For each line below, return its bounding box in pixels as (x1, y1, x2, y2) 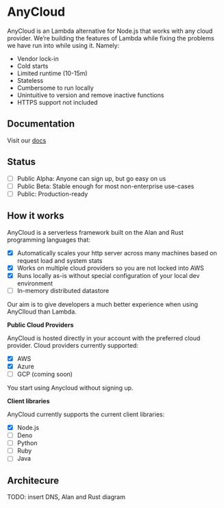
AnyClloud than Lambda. (7, 307, 77, 316)
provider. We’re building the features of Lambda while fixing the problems (7, 34, 214, 42)
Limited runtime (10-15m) (16, 69, 88, 77)
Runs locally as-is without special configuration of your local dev (16, 271, 200, 279)
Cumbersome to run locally (16, 84, 94, 92)
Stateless (16, 76, 44, 84)
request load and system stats (16, 256, 103, 264)
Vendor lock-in (16, 54, 60, 62)
